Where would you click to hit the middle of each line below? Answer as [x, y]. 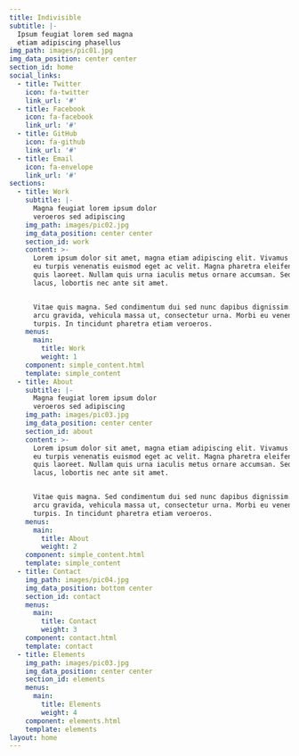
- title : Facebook [52, 109]
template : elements [61, 729]
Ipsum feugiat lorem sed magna [75, 34]
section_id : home [41, 68]
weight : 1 [59, 357]
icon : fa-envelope [59, 167]
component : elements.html [73, 721]
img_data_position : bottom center [89, 588]
